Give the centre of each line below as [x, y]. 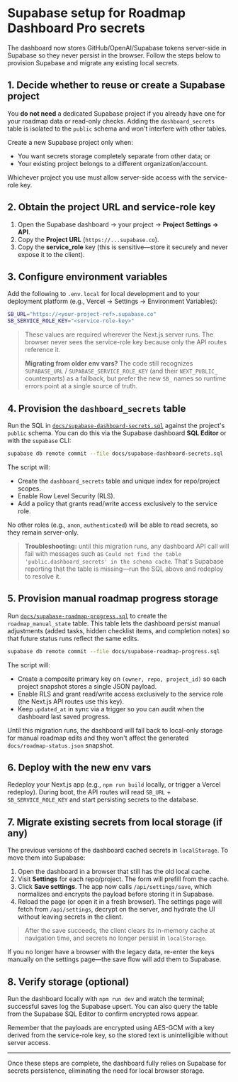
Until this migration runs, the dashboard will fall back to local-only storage [115, 730]
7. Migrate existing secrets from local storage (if [115, 822]
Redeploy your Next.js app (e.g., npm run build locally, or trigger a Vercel [114, 785]
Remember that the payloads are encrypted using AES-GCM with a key [111, 1027]
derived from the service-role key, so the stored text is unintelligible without [118, 1035]
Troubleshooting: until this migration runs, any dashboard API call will [127, 546]
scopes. [29, 488]
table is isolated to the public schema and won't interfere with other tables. [117, 129]
